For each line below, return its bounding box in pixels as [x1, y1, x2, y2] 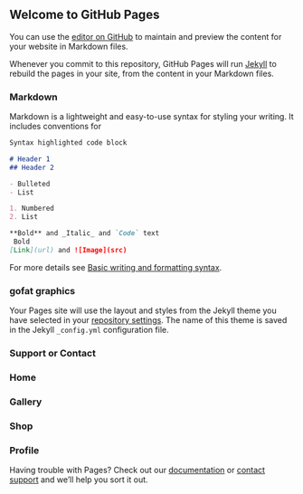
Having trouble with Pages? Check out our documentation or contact [9, 465, 265, 476]
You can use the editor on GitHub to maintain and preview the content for [9, 31, 282, 42]
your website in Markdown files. [9, 41, 128, 52]
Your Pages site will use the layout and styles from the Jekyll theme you [9, 305, 278, 316]
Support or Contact [9, 347, 97, 360]
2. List [9, 213, 39, 222]
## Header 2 [9, 163, 54, 172]
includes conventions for [9, 121, 102, 132]
